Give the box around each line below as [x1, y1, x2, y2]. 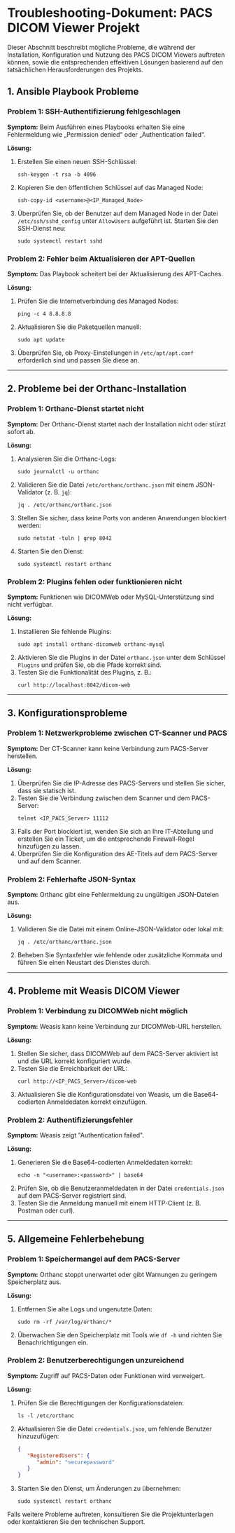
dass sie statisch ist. [17, 786, 76, 795]
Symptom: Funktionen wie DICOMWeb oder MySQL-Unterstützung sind [7, 593, 215, 601]
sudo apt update [17, 336, 65, 343]
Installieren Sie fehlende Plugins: [17, 627, 112, 635]
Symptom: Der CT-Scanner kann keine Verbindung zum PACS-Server [7, 744, 208, 752]
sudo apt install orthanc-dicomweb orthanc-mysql [17, 640, 166, 648]
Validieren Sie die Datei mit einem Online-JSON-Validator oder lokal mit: [17, 924, 224, 933]
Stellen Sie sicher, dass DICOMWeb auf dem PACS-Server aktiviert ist [17, 1049, 218, 1058]
